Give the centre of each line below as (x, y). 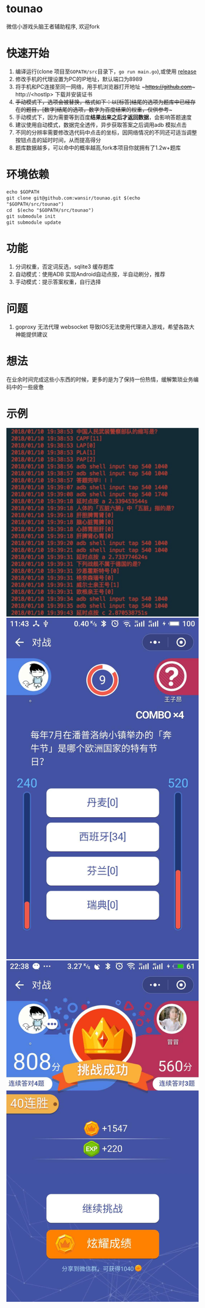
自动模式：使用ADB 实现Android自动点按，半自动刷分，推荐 (90, 274)
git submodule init (31, 216)
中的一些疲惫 (27, 387)
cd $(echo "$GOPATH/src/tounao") (50, 210)
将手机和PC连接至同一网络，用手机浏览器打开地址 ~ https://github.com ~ (105, 87)
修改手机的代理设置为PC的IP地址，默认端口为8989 (79, 79)
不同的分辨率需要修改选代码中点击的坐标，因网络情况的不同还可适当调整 (106, 132)
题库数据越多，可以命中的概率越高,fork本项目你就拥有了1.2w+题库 (98, 148)
